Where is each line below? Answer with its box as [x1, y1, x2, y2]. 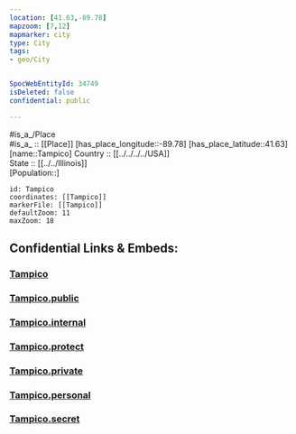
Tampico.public [9, 291, 79, 304]
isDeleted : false [9, 88, 75, 97]
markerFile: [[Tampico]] [9, 200, 103, 209]
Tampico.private [9, 365, 84, 377]
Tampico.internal [9, 316, 87, 328]
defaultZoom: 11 [9, 208, 70, 217]
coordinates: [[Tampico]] [9, 192, 106, 201]
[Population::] [9, 167, 60, 178]
